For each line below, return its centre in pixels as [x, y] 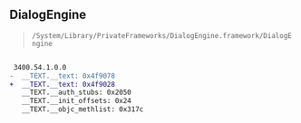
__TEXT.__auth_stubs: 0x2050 [76, 93]
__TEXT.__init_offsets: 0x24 [76, 101]
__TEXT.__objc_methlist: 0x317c [83, 109]
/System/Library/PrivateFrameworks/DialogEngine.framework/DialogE [161, 35]
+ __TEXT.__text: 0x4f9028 [63, 84]
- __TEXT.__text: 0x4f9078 [63, 76]
